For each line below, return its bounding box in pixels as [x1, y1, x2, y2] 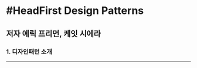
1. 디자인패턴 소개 [6, 48, 53, 56]
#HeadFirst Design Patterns [6, 4, 144, 17]
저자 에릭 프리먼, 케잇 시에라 [6, 28, 101, 38]
